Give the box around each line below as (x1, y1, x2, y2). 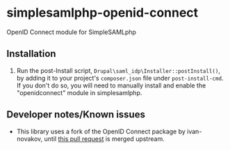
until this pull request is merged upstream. (44, 134, 165, 143)
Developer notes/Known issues (6, 109, 145, 121)
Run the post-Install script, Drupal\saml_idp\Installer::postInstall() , (16, 66, 220, 74)
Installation (6, 48, 56, 60)
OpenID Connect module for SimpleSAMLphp (6, 28, 137, 36)
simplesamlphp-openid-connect (6, 5, 199, 21)
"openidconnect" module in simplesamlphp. (16, 88, 142, 97)
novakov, (16, 134, 43, 143)
